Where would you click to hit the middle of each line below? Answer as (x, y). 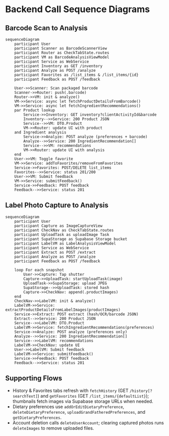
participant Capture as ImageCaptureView (58, 226)
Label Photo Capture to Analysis (57, 205)
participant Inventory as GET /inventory (58, 66)
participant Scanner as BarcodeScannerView (61, 49)
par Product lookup (35, 110)
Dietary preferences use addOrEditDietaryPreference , (68, 406)
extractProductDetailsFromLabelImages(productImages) (63, 310)
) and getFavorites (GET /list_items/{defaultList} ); (93, 396)
